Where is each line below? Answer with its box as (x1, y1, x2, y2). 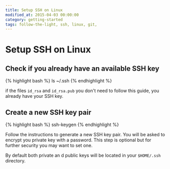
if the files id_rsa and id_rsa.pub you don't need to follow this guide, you (5, 88, 160, 94)
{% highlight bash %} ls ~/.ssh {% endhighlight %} (5, 78, 112, 84)
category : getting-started (5, 17, 63, 22)
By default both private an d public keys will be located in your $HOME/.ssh (5, 152, 161, 159)
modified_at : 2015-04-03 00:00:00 (5, 12, 79, 17)
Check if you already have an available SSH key (5, 64, 160, 73)
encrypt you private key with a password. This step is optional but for (5, 137, 152, 143)
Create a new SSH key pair (5, 108, 92, 117)
